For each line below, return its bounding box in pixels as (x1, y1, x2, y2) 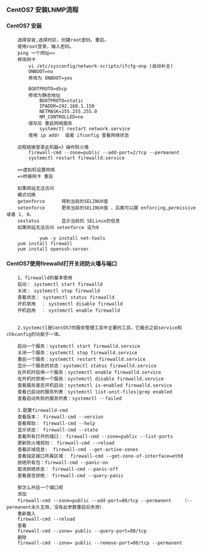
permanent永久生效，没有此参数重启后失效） (6, 504, 104, 511)
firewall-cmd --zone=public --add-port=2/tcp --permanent (28, 149, 180, 156)
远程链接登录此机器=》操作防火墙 (17, 144, 89, 151)
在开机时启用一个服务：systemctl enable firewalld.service (17, 369, 161, 376)
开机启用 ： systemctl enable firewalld (17, 307, 120, 314)
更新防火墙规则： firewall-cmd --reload (17, 440, 115, 446)
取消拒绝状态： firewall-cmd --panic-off (17, 466, 118, 473)
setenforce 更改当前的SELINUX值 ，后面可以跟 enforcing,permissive (17, 205, 196, 211)
